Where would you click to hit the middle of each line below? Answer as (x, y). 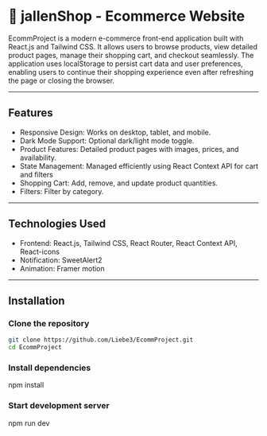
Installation (37, 300)
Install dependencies (50, 368)
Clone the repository (49, 323)
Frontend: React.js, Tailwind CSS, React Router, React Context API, (128, 243)
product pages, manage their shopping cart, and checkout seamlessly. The (131, 55)
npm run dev (29, 423)
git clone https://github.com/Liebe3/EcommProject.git (101, 340)
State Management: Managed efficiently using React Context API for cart (139, 165)
